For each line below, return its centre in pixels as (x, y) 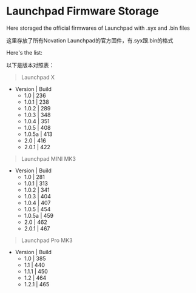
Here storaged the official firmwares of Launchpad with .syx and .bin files (98, 28)
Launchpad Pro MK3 (47, 240)
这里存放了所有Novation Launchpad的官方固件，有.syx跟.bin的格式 (90, 40)
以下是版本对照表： (30, 65)
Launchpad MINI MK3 (48, 158)
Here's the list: (24, 52)
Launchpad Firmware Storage (83, 11)
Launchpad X (38, 77)
